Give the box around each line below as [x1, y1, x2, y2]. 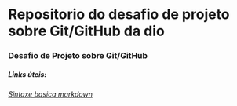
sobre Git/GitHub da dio [8, 22, 165, 40]
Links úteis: [8, 69, 47, 79]
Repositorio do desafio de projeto [8, 5, 230, 24]
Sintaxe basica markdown [8, 90, 93, 99]
